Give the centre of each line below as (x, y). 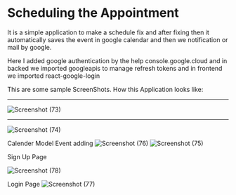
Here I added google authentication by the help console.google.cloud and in (117, 60)
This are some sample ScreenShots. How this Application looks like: (105, 89)
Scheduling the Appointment (93, 13)
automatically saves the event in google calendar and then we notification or (118, 39)
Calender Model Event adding (50, 143)
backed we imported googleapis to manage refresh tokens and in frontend (115, 68)
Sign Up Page (27, 156)
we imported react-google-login (54, 76)
